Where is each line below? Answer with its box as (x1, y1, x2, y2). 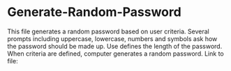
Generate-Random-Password (7, 4, 181, 20)
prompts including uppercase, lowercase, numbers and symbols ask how (7, 34, 218, 42)
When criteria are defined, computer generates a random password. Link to (7, 49, 225, 58)
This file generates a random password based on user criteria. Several (7, 27, 209, 35)
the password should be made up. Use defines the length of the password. (7, 42, 223, 50)
